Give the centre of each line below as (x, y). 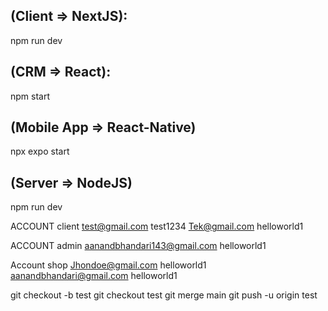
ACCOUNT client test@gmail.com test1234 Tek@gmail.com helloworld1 (157, 226)
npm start (30, 96)
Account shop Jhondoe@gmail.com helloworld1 (108, 265)
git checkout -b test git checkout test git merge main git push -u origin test (164, 295)
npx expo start (40, 151)
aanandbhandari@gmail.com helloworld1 (94, 276)
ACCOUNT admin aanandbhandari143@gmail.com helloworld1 (138, 246)
